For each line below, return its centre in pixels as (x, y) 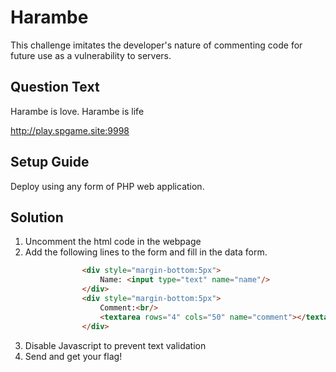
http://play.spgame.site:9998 (70, 130)
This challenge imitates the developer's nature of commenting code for (156, 45)
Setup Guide (50, 162)
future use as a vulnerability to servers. (91, 55)
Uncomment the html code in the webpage (113, 242)
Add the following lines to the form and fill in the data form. (146, 252)
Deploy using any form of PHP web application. (107, 186)
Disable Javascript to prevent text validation (115, 345)
